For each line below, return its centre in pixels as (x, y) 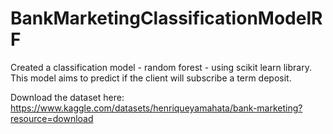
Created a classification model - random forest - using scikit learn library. (161, 67)
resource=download (52, 118)
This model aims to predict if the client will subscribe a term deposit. (151, 78)
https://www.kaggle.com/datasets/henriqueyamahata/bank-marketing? (156, 108)
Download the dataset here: (67, 97)
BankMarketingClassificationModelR (166, 18)
